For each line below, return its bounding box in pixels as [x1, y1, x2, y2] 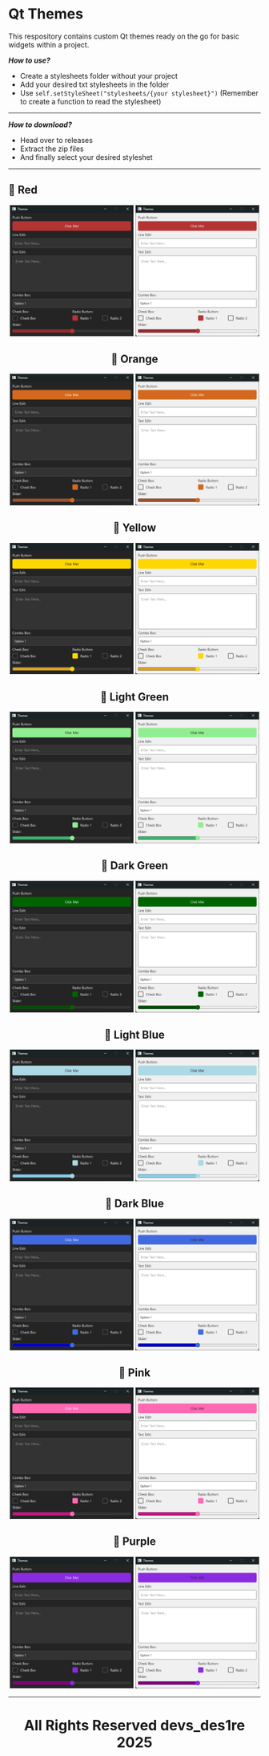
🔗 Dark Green [100, 859, 169, 872]
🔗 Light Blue [103, 1027, 166, 1041]
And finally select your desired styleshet [19, 152, 154, 161]
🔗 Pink [118, 1366, 151, 1379]
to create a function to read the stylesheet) [19, 96, 162, 106]
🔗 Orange [110, 352, 159, 365]
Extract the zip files [19, 144, 84, 153]
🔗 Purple [113, 1535, 156, 1549]
